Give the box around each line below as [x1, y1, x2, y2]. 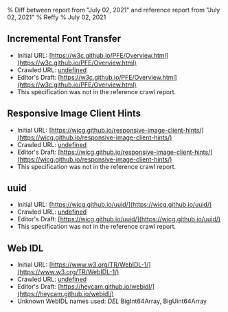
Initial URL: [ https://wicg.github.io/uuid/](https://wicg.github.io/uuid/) [16, 201, 212, 209]
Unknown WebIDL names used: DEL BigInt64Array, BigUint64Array [16, 297, 207, 305]
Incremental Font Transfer [7, 33, 122, 45]
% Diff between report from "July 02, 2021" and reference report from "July [7, 6, 220, 14]
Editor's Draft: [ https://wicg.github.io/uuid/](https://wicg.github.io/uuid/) [16, 215, 221, 223]
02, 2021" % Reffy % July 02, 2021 [7, 13, 106, 21]
